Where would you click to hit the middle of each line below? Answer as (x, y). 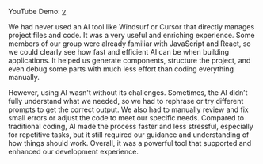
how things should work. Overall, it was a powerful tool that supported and (130, 143)
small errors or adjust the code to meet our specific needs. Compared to (126, 118)
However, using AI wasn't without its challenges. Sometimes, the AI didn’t (128, 93)
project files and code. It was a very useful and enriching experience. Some (131, 35)
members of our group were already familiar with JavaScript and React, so (130, 44)
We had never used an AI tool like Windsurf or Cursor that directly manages (131, 27)
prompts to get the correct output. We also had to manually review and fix (128, 109)
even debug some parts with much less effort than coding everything (121, 69)
